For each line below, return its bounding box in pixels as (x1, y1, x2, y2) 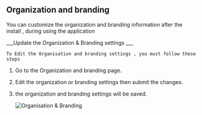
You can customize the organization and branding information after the (6, 21, 183, 28)
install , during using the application (6, 27, 95, 34)
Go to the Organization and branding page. (15, 67, 122, 74)
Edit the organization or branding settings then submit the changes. (15, 78, 183, 85)
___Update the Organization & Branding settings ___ (6, 39, 134, 46)
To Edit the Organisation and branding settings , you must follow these (6, 51, 197, 57)
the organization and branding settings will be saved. (15, 90, 147, 97)
